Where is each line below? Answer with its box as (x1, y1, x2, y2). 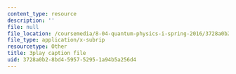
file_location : (7, 30, 52, 37)
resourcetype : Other (7, 43, 68, 50)
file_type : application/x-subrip (7, 37, 105, 44)
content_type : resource (7, 10, 77, 18)
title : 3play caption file (7, 50, 86, 57)
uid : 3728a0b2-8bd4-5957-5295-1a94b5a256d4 (7, 56, 137, 63)
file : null (7, 23, 39, 30)
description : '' (7, 17, 55, 24)
